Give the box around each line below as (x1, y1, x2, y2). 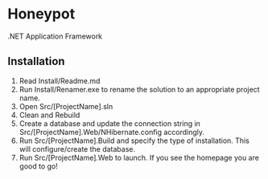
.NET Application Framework (7, 31, 103, 41)
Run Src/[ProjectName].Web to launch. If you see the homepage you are (19, 153, 259, 162)
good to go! (19, 161, 58, 171)
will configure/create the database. (19, 144, 136, 153)
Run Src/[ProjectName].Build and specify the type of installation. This (19, 136, 250, 145)
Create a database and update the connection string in (19, 118, 200, 128)
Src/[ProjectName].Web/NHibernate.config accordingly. (19, 127, 205, 136)
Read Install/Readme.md (19, 75, 101, 85)
